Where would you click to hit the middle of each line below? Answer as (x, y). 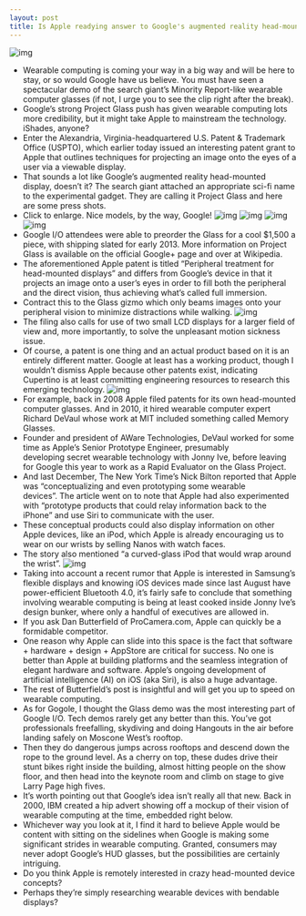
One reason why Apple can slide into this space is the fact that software (158, 641)
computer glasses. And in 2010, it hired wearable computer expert (147, 408)
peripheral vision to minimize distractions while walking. (127, 311)
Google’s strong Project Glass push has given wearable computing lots (155, 108)
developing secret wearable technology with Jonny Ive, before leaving (154, 457)
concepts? (42, 882)
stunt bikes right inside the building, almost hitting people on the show (154, 767)
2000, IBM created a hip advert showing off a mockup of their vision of (156, 805)
